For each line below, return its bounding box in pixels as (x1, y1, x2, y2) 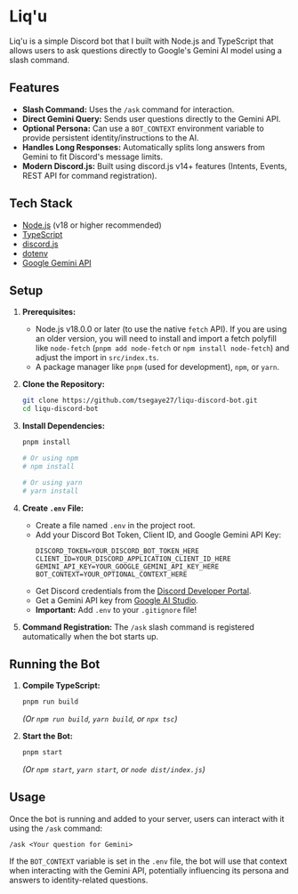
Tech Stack (9, 196, 73, 211)
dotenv (21, 247, 49, 259)
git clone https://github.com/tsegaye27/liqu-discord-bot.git (21, 396, 258, 406)
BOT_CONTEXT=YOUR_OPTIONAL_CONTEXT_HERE (35, 569, 188, 579)
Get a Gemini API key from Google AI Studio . (35, 594, 198, 606)
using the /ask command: (9, 823, 103, 834)
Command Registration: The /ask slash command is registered (21, 621, 255, 632)
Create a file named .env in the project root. (35, 519, 196, 530)
